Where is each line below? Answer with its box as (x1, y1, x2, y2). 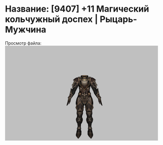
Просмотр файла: (5, 40, 42, 46)
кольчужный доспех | (5, 14, 98, 25)
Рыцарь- (99, 14, 137, 25)
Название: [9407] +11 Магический (5, 3, 149, 15)
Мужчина (5, 24, 47, 35)
